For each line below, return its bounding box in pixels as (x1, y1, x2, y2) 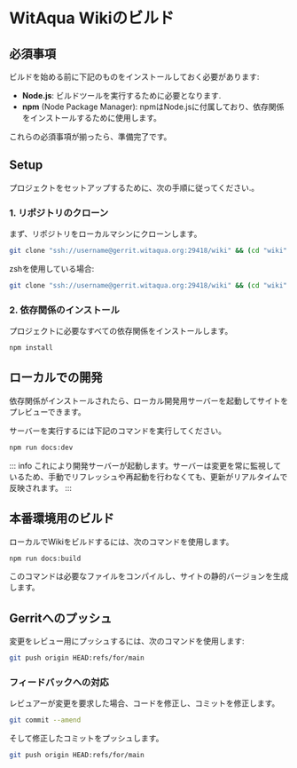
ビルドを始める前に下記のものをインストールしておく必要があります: (9, 72, 260, 82)
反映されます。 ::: (9, 482, 73, 493)
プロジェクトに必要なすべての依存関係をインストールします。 (9, 326, 233, 336)
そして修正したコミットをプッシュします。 (9, 733, 164, 744)
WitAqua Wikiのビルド (9, 8, 175, 28)
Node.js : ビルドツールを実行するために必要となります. (21, 91, 222, 100)
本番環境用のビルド (9, 511, 114, 527)
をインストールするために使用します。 (21, 113, 162, 123)
